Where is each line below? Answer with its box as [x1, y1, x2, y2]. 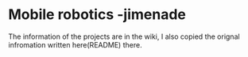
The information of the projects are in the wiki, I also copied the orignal [8, 32, 240, 41]
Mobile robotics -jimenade [8, 6, 187, 24]
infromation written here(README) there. [8, 40, 142, 49]
